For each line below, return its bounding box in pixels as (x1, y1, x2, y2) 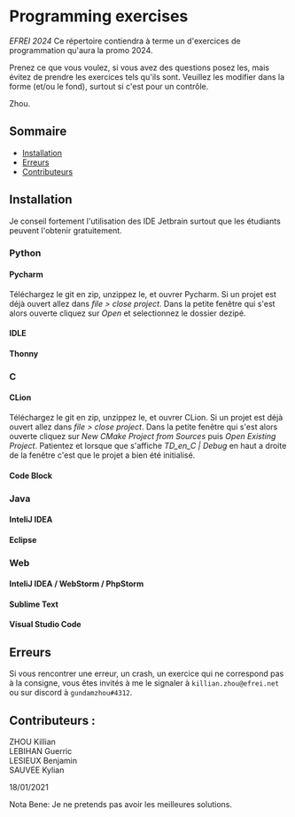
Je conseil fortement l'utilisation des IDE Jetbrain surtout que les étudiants (9, 216, 281, 226)
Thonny (9, 348, 39, 358)
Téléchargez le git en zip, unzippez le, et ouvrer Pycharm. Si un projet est (9, 288, 277, 299)
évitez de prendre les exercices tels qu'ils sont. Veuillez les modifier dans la (9, 71, 285, 82)
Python (9, 247, 42, 259)
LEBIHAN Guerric (9, 746, 73, 757)
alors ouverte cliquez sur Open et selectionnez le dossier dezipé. (9, 308, 246, 318)
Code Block (9, 470, 53, 481)
